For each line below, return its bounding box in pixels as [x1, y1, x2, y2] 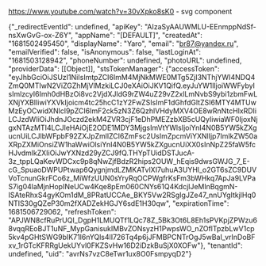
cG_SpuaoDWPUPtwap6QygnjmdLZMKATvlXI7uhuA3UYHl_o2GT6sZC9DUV [8, 165, 257, 174]
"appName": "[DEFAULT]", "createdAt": [75, 31, 202, 40]
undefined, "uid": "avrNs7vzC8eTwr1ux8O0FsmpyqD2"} [8, 249, 192, 258]
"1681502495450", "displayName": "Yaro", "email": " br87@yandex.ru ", [8, 39, 239, 48]
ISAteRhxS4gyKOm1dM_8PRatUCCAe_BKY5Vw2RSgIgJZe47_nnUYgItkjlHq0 [8, 190, 256, 199]
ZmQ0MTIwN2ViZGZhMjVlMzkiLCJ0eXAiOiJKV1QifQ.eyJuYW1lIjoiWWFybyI [8, 81, 256, 90]
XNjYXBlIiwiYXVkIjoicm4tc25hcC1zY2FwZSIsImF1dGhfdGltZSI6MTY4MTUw [8, 98, 256, 107]
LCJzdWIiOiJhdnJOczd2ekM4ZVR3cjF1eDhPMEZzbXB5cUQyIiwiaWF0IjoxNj [8, 115, 258, 123]
